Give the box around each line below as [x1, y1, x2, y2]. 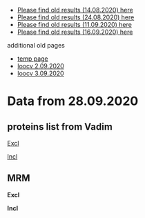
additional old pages [7, 41, 66, 49]
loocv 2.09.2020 [17, 62, 64, 70]
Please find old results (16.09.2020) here [17, 28, 133, 36]
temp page [17, 54, 48, 63]
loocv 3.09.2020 [17, 69, 64, 77]
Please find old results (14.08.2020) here [17, 6, 133, 14]
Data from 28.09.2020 [7, 93, 139, 109]
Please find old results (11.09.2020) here [17, 21, 133, 28]
